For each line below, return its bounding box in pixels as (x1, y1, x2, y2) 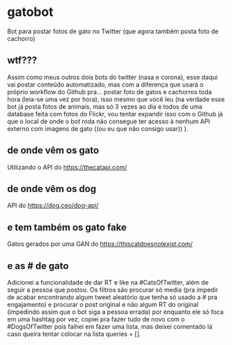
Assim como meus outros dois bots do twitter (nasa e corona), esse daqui (7, 73, 218, 81)
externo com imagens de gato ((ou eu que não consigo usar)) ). (7, 124, 188, 132)
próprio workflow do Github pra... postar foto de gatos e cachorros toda (7, 87, 213, 96)
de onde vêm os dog (7, 183, 97, 195)
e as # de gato (7, 260, 69, 272)
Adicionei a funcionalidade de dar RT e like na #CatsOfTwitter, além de (7, 278, 209, 286)
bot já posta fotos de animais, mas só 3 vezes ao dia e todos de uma (7, 102, 203, 111)
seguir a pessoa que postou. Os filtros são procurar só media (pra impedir (7, 285, 219, 294)
